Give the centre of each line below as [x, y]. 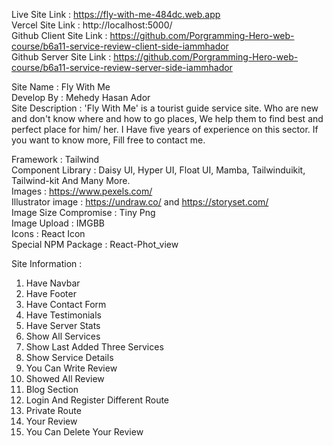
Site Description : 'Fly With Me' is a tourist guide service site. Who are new [165, 108]
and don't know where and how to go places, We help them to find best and [167, 118]
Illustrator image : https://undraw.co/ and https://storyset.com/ [140, 202]
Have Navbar [53, 283]
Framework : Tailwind [55, 159]
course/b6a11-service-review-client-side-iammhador [120, 46]
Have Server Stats [63, 325]
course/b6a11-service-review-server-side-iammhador [122, 67]
